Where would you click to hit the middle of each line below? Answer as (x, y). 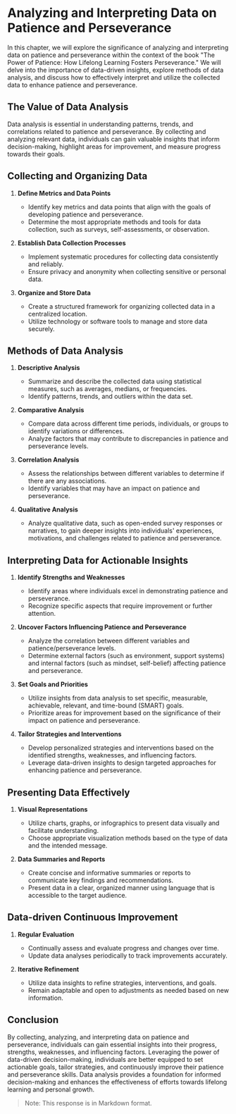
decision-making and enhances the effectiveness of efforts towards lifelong (117, 1082)
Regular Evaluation (46, 934)
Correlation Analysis (48, 460)
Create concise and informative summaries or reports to (110, 873)
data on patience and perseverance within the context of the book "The (111, 55)
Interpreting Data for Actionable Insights (98, 561)
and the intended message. (68, 846)
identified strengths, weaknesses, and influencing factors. (112, 755)
